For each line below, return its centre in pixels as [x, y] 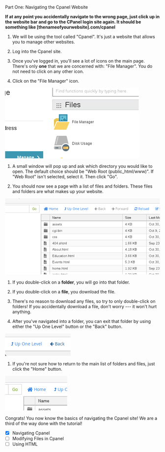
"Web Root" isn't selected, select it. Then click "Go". [65, 177]
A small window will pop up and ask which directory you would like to [82, 166]
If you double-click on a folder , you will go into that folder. [71, 282]
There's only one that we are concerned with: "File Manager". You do [82, 66]
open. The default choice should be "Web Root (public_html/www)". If [83, 171]
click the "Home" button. [37, 369]
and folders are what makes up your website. [58, 191]
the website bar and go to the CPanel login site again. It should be [73, 22]
